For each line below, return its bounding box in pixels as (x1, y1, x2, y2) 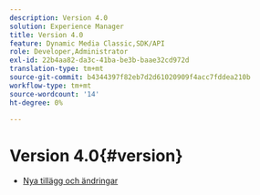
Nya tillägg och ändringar (22, 175, 119, 187)
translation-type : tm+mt (9, 65, 104, 74)
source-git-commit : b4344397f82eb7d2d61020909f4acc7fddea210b (9, 73, 251, 82)
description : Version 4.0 (9, 13, 108, 23)
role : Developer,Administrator (9, 47, 129, 56)
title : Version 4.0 (9, 30, 84, 39)
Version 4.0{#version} (9, 145, 183, 166)
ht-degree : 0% (9, 97, 64, 108)
